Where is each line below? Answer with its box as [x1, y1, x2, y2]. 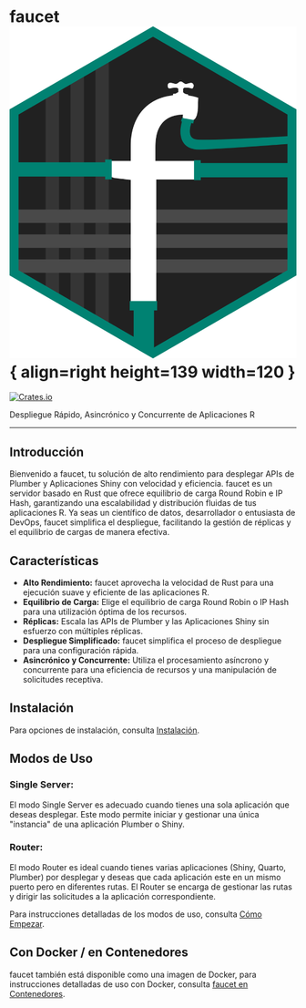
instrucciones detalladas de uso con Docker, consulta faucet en [9, 978, 249, 990]
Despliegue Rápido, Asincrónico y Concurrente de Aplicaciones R [9, 409, 255, 420]
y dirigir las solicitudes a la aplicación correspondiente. [9, 890, 217, 901]
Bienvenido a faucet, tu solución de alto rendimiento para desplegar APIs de [9, 468, 295, 479]
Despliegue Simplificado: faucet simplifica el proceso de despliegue [22, 635, 282, 646]
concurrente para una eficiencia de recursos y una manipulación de [22, 664, 278, 675]
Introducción [9, 444, 85, 459]
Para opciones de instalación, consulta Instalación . [9, 725, 200, 735]
